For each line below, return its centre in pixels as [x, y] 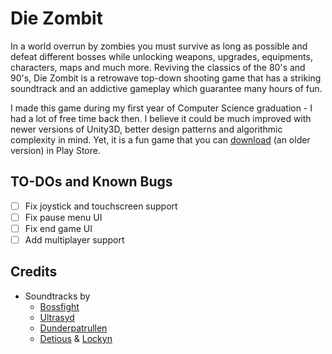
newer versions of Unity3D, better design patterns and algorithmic [146, 129]
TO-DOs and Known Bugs [91, 182]
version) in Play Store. [55, 150]
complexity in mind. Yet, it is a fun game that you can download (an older [160, 139]
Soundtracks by [57, 296]
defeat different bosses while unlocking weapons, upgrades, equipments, [161, 56]
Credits [34, 272]
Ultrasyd [57, 317]
